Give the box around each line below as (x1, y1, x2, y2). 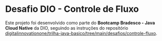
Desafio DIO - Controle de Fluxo (5, 3, 139, 15)
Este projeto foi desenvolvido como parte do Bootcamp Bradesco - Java (5, 20, 155, 26)
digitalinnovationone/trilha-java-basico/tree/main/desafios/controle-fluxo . (5, 30, 157, 36)
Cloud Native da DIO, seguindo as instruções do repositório (5, 25, 128, 31)
